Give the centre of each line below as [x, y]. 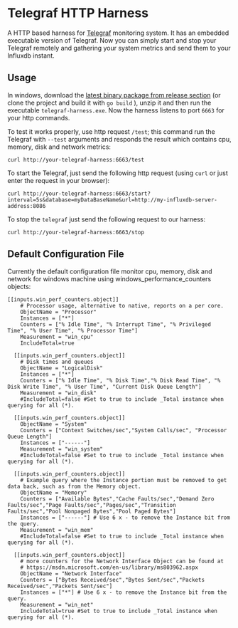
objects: [19, 286]
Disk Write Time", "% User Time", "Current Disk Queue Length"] [104, 387]
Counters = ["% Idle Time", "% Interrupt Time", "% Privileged [116, 324]
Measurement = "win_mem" [57, 530]
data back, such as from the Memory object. [74, 486]
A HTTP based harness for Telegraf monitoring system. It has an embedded [118, 33]
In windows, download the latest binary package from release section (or [114, 95]
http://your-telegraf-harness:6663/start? [87, 194]
